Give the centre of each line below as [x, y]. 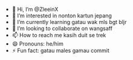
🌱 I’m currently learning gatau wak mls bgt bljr [69, 22]
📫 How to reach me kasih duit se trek [59, 35]
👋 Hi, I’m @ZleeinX [35, 9]
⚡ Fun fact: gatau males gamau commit [61, 50]
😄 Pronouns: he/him [37, 44]
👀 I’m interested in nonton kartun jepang [62, 16]
